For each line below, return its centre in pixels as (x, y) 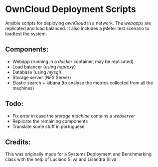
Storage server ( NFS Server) (42, 77)
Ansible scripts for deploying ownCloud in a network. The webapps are (78, 23)
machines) (23, 88)
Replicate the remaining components (50, 121)
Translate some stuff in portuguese (48, 126)
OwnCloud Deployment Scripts (71, 9)
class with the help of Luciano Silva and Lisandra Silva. (62, 159)
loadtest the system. (26, 33)
